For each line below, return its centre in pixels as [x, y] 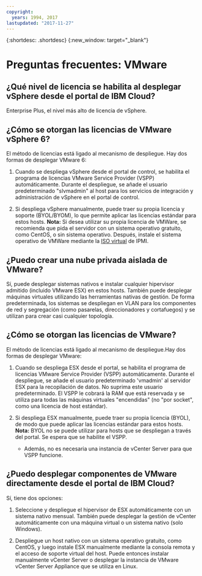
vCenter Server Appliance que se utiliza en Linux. [76, 566]
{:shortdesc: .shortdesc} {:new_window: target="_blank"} [77, 40]
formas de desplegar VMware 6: [46, 160]
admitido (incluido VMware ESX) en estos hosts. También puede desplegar [99, 290]
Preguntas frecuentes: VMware [87, 65]
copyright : [20, 12]
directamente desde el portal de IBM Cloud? [90, 483]
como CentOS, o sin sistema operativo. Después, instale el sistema [98, 235]
